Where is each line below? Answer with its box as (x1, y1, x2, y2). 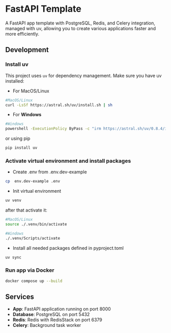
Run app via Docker (5, 267, 54, 274)
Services (5, 292, 35, 301)
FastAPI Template (5, 3, 81, 15)
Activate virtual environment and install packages (5, 157, 131, 164)
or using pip (5, 136, 31, 142)
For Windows (12, 112, 42, 118)
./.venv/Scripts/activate (5, 236, 60, 241)
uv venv (5, 198, 22, 203)
